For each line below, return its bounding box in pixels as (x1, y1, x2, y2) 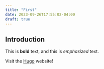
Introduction (5, 35, 45, 43)
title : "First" (5, 7, 37, 12)
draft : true (5, 16, 30, 21)
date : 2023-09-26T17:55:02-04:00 (5, 12, 75, 17)
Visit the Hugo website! (5, 58, 54, 64)
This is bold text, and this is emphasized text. (5, 48, 99, 54)
